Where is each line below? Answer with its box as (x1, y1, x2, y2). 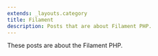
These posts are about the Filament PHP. (7, 42, 123, 50)
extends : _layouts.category (7, 10, 88, 17)
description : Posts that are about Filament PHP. (7, 23, 153, 29)
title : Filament (7, 16, 54, 23)
